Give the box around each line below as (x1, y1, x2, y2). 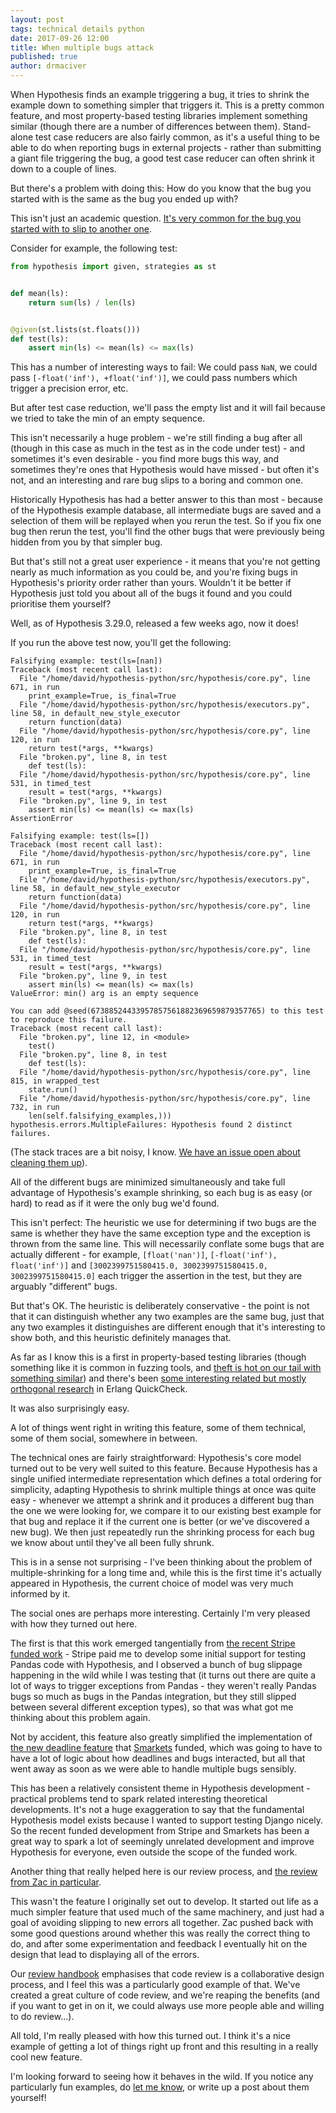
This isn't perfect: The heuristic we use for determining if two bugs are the (10, 1217, 317, 1229)
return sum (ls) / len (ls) (28, 297, 137, 308)
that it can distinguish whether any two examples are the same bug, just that (10, 1311, 325, 1323)
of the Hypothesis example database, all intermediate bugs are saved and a (10, 504, 322, 516)
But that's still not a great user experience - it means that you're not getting (10, 556, 321, 568)
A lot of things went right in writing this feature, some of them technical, (10, 1422, 307, 1434)
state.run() (28, 1085, 78, 1095)
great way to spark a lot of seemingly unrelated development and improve (10, 1836, 315, 1848)
